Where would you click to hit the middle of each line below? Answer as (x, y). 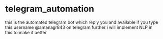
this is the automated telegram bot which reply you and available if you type (82, 22)
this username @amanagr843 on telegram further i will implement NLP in (79, 27)
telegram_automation (50, 9)
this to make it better (26, 32)
